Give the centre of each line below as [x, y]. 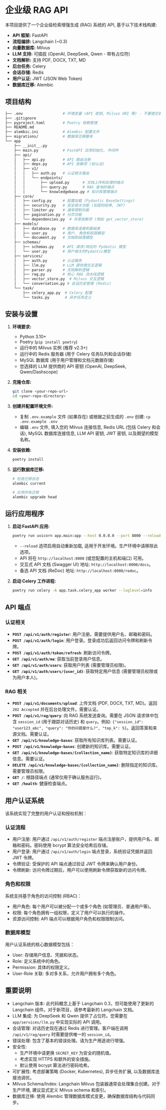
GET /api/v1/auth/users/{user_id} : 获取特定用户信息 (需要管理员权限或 [85, 671]
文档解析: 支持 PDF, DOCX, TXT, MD [49, 60]
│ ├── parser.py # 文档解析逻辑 [52, 270]
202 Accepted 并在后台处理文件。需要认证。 [57, 710]
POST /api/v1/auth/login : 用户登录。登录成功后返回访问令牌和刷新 [80, 640]
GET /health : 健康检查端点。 [41, 784]
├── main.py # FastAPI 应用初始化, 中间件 [66, 150]
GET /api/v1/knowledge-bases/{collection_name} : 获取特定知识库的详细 [85, 753]
